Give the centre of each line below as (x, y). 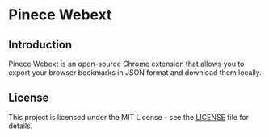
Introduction (40, 45)
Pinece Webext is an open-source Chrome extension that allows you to (126, 64)
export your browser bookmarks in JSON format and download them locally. (135, 73)
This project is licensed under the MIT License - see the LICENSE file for (128, 117)
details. (21, 126)
